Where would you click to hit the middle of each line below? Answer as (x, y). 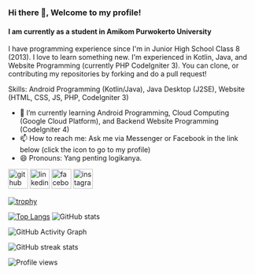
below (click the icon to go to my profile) (85, 150)
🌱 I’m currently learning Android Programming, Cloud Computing (124, 113)
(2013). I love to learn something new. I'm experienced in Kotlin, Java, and (128, 57)
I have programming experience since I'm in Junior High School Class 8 (124, 49)
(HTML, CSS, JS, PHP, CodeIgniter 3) (68, 98)
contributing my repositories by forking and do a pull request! (107, 74)
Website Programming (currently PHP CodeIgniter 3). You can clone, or (124, 65)
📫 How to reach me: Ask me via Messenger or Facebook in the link (129, 139)
